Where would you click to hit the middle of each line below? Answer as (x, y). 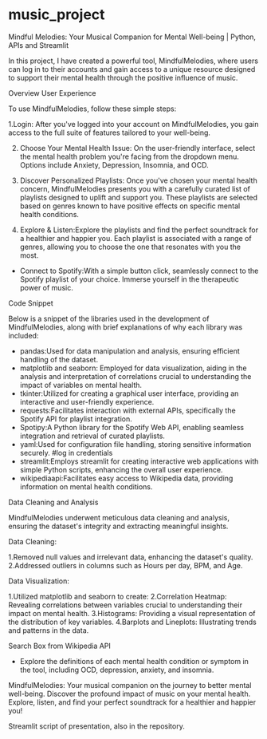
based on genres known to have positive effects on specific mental (130, 206)
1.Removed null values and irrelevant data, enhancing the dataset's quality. (131, 557)
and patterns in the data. (49, 630)
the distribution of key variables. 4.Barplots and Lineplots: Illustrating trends (132, 622)
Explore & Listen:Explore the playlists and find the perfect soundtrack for (139, 230)
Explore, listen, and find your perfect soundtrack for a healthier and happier (132, 702)
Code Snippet (31, 303)
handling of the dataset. (59, 359)
